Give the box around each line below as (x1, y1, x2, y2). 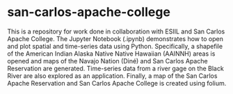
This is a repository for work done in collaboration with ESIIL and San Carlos (7, 27, 225, 36)
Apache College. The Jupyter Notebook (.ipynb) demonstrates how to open (7, 34, 224, 42)
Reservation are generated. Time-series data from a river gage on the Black (7, 64, 224, 72)
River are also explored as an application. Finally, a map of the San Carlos (7, 71, 218, 80)
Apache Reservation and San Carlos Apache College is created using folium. (7, 79, 227, 87)
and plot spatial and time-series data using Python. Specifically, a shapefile (7, 42, 223, 50)
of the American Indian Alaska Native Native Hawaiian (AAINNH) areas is (7, 49, 216, 58)
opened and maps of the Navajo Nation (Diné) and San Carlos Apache (7, 56, 208, 65)
